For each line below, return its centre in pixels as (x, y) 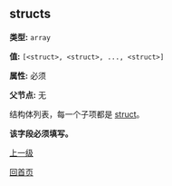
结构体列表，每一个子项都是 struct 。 (77, 114)
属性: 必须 (28, 75)
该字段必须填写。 (41, 133)
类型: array (30, 37)
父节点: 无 (28, 94)
